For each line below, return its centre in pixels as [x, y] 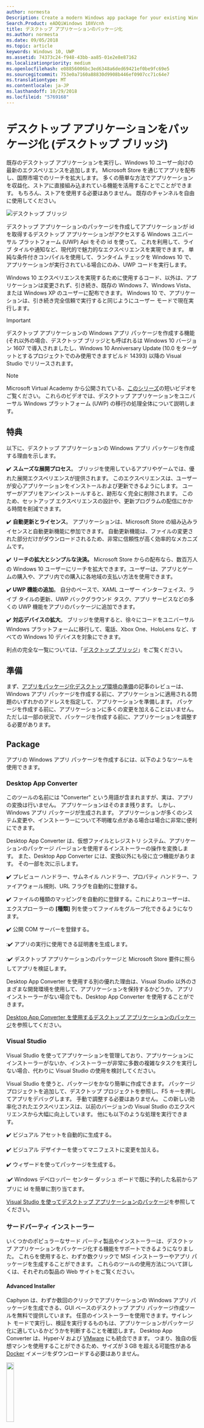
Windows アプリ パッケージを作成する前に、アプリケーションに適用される [99, 694]
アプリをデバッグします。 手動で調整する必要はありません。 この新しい [100, 1099]
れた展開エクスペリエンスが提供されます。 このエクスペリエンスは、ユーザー [102, 478]
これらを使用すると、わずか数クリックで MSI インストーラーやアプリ [104, 1257]
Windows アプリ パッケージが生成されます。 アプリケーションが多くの [94, 813]
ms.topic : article [29, 46]
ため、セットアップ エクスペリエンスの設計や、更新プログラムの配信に [94, 501]
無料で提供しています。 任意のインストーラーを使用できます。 [94, 1316]
